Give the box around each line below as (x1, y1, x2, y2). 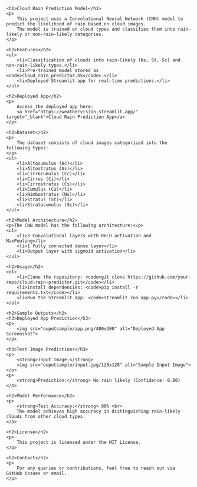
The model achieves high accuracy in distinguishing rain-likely (17, 408, 181, 414)
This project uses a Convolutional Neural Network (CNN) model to (17, 16, 183, 22)
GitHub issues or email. (6, 470, 67, 476)
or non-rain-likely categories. (24, 31, 104, 37)
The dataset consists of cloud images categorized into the (17, 140, 168, 146)
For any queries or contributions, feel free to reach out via (17, 465, 176, 471)
